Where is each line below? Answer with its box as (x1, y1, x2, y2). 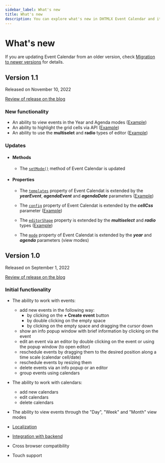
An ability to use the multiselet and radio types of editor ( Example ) (12, 130, 148, 136)
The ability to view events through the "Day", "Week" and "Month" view (12, 409, 157, 415)
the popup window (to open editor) (19, 343, 90, 350)
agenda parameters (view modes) (19, 237, 89, 243)
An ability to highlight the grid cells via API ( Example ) (12, 125, 119, 131)
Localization (12, 424, 37, 430)
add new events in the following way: (19, 307, 95, 313)
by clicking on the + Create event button (27, 312, 110, 318)
